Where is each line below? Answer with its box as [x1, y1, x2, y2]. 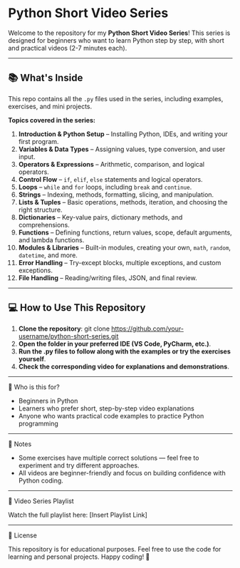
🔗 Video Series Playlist [8, 497, 74, 505]
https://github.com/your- [110, 324, 184, 333]
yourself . [18, 354, 46, 363]
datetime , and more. [18, 251, 78, 259]
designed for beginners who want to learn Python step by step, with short [8, 36, 225, 44]
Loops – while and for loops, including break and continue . [18, 182, 192, 191]
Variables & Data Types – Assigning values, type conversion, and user [18, 145, 226, 153]
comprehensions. [18, 220, 70, 229]
